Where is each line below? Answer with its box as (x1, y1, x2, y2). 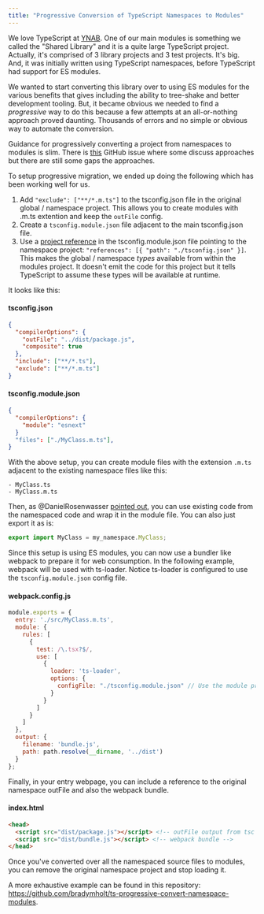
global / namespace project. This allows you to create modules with (19, 202, 239, 213)
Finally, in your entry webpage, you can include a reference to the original (8, 777, 247, 786)
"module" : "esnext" (22, 421, 86, 429)
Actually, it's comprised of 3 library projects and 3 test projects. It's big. (8, 50, 240, 59)
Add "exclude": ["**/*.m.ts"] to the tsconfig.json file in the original (19, 195, 242, 204)
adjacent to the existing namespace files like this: (8, 466, 167, 475)
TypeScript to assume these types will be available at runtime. (19, 269, 221, 280)
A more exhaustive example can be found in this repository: (8, 880, 201, 890)
